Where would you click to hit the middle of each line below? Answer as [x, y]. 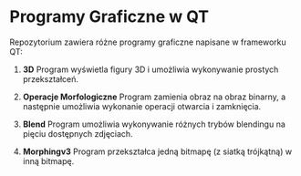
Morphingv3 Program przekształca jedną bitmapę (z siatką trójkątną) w [157, 151]
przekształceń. [51, 78]
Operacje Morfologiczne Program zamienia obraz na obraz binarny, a [154, 97]
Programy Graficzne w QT [109, 17]
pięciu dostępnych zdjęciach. [78, 133]
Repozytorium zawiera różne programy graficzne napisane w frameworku [148, 42]
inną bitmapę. [48, 160]
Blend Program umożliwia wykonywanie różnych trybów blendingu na [154, 124]
